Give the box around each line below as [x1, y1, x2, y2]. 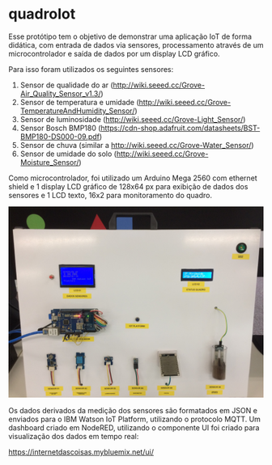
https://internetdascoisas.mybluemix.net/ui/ [8, 446, 154, 457]
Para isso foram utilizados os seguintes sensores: [8, 64, 174, 74]
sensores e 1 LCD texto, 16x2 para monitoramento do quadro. [8, 190, 213, 200]
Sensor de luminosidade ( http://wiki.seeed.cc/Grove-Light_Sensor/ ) [19, 114, 246, 124]
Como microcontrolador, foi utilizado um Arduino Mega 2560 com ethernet [8, 173, 257, 183]
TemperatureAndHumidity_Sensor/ [19, 106, 135, 116]
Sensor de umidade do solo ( [19, 149, 117, 159]
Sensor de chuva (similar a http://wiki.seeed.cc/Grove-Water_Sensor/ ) [19, 140, 254, 150]
